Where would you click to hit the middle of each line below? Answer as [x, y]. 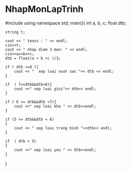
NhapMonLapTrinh [44, 9]
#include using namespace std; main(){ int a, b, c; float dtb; [66, 23]
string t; [15, 32]
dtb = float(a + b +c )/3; [33, 58]
